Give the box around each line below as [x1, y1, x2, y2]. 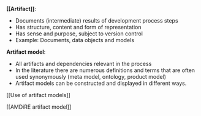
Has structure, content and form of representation [15, 24, 142, 31]
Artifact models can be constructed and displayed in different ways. [15, 79, 187, 87]
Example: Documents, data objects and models [15, 37, 135, 43]
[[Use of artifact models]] [6, 92, 70, 98]
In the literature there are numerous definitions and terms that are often [15, 67, 195, 74]
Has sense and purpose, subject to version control [15, 30, 143, 37]
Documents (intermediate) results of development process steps [15, 17, 179, 24]
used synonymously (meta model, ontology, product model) [15, 73, 167, 80]
